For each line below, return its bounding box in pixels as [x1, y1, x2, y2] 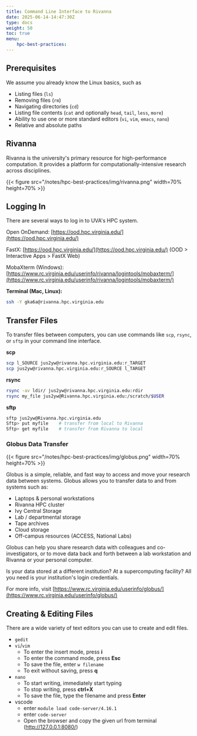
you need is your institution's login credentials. [6, 574, 119, 581]
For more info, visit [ [6, 585, 55, 592]
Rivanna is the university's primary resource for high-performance [6, 154, 167, 161]
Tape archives [14, 520, 49, 527]
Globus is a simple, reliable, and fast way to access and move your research [6, 471, 191, 478]
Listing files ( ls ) [14, 90, 54, 97]
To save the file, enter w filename [23, 661, 104, 668]
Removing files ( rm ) [14, 97, 62, 104]
